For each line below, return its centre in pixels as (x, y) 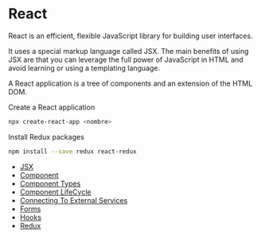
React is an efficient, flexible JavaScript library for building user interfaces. (130, 36)
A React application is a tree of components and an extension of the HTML (130, 83)
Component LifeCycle (55, 192)
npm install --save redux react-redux (72, 152)
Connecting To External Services (74, 200)
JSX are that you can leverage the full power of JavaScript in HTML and (126, 59)
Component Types (50, 183)
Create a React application (52, 107)
